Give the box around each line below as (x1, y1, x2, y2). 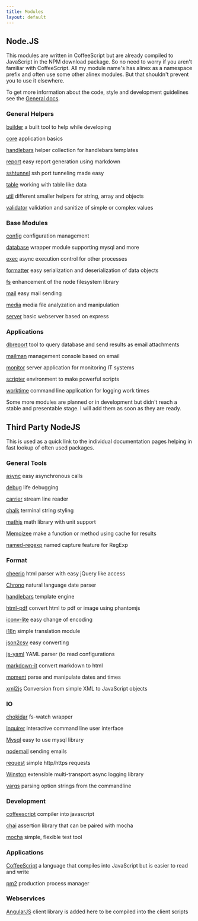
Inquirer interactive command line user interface (6, 724, 124, 732)
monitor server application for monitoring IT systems (6, 364, 135, 371)
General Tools (6, 458, 47, 467)
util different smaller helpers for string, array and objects (6, 192, 144, 200)
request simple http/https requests (6, 759, 91, 766)
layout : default (6, 14, 46, 20)
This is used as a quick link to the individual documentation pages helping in (6, 438, 193, 445)
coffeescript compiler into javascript (6, 811, 95, 818)
